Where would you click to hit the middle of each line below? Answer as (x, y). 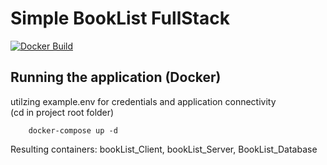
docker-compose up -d (73, 130)
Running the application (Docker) (116, 77)
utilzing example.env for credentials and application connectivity (143, 101)
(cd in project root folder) (62, 112)
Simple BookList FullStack (120, 18)
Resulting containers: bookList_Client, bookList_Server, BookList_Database (164, 149)
